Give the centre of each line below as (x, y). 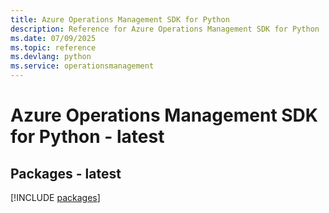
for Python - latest (87, 137)
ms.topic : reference (53, 47)
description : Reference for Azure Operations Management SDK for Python (165, 29)
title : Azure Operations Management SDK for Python (120, 19)
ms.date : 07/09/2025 (53, 38)
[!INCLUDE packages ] (55, 197)
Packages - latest (66, 173)
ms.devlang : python (51, 57)
